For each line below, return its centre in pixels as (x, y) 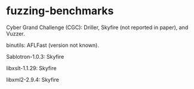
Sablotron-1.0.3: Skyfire (35, 56)
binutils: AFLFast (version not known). (53, 45)
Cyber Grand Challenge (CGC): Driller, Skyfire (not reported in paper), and (97, 27)
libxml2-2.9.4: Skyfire (33, 80)
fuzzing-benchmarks (60, 11)
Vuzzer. (16, 33)
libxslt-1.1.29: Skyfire (31, 68)
